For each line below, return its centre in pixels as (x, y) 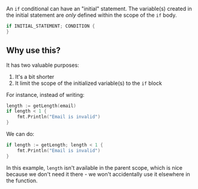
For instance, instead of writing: (46, 94)
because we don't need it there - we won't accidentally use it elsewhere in (98, 174)
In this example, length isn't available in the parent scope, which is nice (94, 167)
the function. (22, 181)
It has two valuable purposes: (43, 65)
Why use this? (34, 51)
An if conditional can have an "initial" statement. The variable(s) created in (99, 9)
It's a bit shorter (34, 76)
